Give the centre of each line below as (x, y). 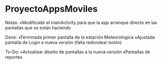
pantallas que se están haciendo (38, 27)
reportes (14, 57)
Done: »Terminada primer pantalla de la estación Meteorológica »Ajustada (80, 37)
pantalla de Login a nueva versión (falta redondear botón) (64, 42)
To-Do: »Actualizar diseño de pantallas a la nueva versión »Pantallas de (78, 52)
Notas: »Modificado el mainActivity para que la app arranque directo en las (81, 22)
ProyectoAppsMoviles (51, 9)
